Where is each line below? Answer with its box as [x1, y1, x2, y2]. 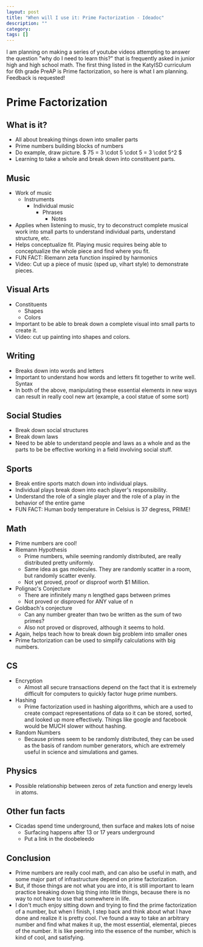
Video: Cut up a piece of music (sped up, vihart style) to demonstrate [15, 260, 189, 268]
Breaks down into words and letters [15, 367, 105, 374]
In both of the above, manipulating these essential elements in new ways [15, 386, 198, 394]
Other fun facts [6, 806, 66, 817]
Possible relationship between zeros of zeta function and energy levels [15, 782, 193, 789]
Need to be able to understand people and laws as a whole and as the [15, 439, 190, 447]
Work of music [15, 189, 52, 196]
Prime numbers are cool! [15, 540, 77, 547]
